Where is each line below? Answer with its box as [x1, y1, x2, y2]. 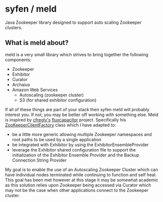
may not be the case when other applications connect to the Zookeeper [5, 187, 149, 193]
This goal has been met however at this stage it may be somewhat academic [5, 177, 159, 183]
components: [5, 57, 32, 63]
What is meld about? [5, 39, 69, 47]
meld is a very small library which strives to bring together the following [5, 51, 148, 57]
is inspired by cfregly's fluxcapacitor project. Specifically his [5, 117, 127, 122]
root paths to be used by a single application [12, 136, 102, 142]
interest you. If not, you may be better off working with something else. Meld [5, 112, 159, 118]
